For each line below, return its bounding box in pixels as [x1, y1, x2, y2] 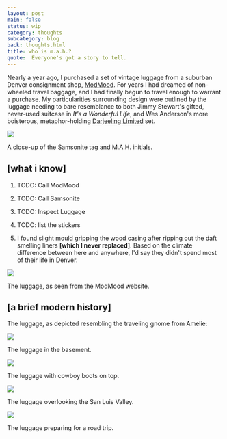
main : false [7, 16, 41, 23]
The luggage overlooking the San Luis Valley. [7, 398, 134, 406]
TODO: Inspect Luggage [16, 207, 85, 215]
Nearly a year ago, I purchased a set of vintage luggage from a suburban [7, 73, 213, 81]
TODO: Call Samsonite [16, 194, 80, 202]
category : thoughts [7, 29, 63, 36]
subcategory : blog [7, 36, 59, 42]
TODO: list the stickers [16, 220, 81, 229]
